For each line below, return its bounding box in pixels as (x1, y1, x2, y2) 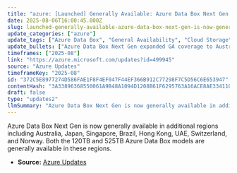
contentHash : (7, 83, 46, 90)
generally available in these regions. (7, 144, 112, 153)
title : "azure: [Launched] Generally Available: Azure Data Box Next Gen (7, 10, 229, 18)
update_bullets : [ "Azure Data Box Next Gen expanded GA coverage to (7, 43, 213, 50)
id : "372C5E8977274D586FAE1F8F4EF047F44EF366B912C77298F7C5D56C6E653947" (7, 76, 229, 83)
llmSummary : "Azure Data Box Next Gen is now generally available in (7, 102, 217, 109)
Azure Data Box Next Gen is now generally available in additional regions (7, 121, 219, 130)
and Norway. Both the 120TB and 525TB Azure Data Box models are (7, 136, 205, 145)
